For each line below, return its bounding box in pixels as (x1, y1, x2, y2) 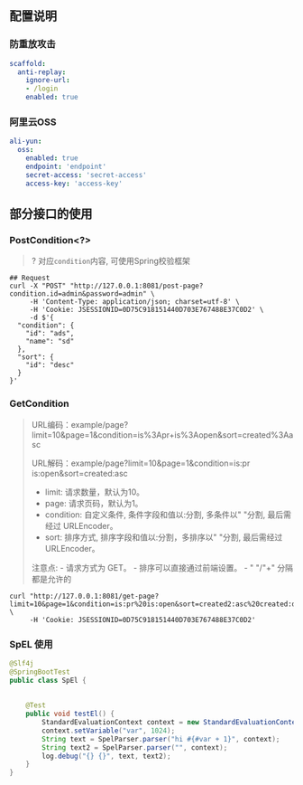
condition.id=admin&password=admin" (9, 289, 147, 298)
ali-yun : (9, 137, 42, 147)
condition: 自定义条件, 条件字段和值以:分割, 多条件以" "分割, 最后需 (44, 509, 291, 520)
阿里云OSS (9, 116, 57, 128)
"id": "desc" (25, 361, 75, 370)
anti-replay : (17, 67, 67, 77)
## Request (9, 274, 50, 283)
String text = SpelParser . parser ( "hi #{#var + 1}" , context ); (41, 734, 280, 743)
